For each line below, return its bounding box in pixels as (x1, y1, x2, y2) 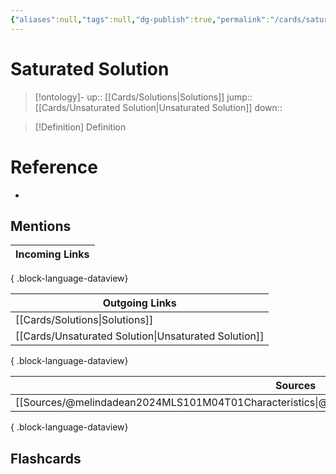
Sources (274, 379, 317, 393)
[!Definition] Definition (34, 121, 127, 133)
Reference (10, 156, 98, 178)
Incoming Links (15, 247, 90, 261)
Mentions (10, 217, 72, 235)
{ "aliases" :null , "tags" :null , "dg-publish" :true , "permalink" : (10, 14, 271, 25)
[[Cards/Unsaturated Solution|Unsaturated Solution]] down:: (34, 101, 283, 113)
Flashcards (10, 450, 82, 467)
